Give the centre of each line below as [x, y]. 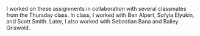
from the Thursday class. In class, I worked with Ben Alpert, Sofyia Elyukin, [100, 15]
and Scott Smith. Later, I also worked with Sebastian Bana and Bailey [92, 21]
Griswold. [18, 28]
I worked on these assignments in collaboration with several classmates [96, 9]
